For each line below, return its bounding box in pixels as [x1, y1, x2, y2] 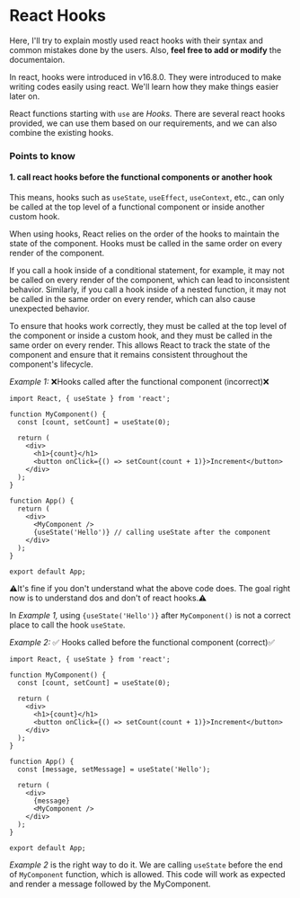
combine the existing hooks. [9, 127, 114, 138]
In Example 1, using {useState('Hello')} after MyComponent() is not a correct [9, 610, 291, 621]
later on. [9, 91, 40, 102]
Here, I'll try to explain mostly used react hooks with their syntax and [9, 35, 263, 46]
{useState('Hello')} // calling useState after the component [32, 528, 271, 538]
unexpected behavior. [9, 303, 90, 315]
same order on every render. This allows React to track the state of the [9, 340, 271, 351]
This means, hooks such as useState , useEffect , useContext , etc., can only [9, 192, 285, 203]
